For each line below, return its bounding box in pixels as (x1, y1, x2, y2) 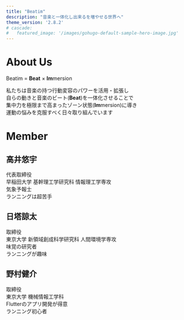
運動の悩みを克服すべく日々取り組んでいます (6, 109, 113, 116)
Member (6, 130, 48, 143)
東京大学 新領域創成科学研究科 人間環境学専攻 (6, 235, 117, 243)
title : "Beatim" (6, 8, 46, 15)
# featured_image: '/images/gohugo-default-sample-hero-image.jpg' (6, 30, 179, 36)
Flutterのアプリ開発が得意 (6, 300, 68, 307)
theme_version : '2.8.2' (6, 19, 64, 25)
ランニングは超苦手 (6, 193, 53, 200)
